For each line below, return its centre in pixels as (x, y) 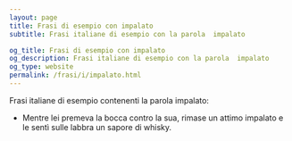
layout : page (33, 17)
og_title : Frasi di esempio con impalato (88, 50)
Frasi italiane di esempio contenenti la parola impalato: (109, 100)
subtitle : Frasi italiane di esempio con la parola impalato (127, 34)
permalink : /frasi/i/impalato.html (75, 75)
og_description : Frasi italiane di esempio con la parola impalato (139, 59)
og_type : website (42, 67)
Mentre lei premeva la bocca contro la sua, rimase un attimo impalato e (153, 118)
